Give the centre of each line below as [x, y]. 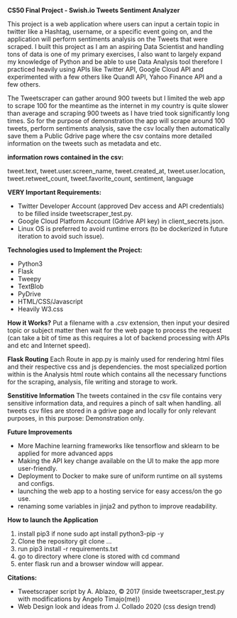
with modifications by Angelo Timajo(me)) [79, 599]
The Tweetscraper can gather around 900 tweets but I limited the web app [116, 98]
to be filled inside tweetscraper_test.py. [75, 213]
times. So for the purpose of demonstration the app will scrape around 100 [116, 121]
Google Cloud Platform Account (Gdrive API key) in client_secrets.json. [121, 221]
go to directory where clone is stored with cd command [99, 556]
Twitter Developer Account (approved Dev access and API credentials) [121, 206]
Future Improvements [40, 432]
